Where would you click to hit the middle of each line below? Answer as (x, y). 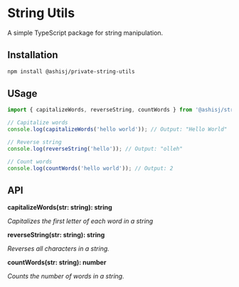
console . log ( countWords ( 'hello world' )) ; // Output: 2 (90, 168)
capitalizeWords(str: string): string (60, 207)
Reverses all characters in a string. (59, 249)
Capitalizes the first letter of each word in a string (80, 221)
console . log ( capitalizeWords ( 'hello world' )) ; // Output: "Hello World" (117, 129)
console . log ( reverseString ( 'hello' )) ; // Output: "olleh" (95, 148)
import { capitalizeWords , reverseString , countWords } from (100, 110)
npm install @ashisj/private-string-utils (71, 71)
